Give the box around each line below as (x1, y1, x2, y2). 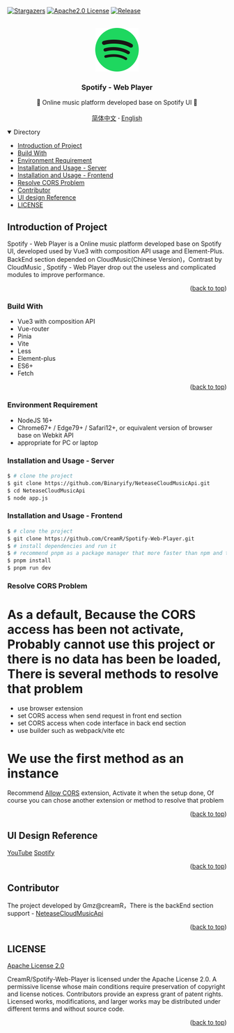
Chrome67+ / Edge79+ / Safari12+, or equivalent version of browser (17, 423, 213, 432)
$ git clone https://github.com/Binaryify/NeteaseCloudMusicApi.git (7, 480, 210, 486)
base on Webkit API (17, 431, 75, 439)
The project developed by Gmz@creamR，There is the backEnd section (7, 901, 214, 910)
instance (7, 766, 59, 782)
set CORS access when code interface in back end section (17, 719, 187, 727)
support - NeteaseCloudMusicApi (7, 909, 104, 918)
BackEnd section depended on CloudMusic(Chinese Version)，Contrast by (7, 255, 222, 264)
